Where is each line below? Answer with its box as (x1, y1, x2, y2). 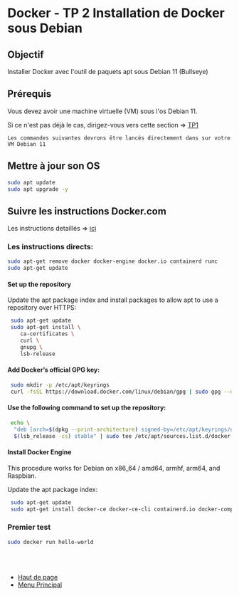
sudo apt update (7, 179, 55, 186)
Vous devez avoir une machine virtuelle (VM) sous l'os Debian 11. (7, 107, 198, 115)
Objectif (7, 48, 44, 61)
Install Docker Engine (7, 448, 72, 456)
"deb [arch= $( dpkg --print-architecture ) (14, 426, 139, 433)
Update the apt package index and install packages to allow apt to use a (7, 296, 218, 304)
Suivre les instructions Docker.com (7, 205, 167, 217)
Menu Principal (17, 580, 63, 589)
